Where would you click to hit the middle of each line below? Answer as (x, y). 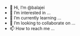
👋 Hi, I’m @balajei (27, 8)
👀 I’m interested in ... (30, 13)
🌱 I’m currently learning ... (35, 18)
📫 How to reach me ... (32, 28)
